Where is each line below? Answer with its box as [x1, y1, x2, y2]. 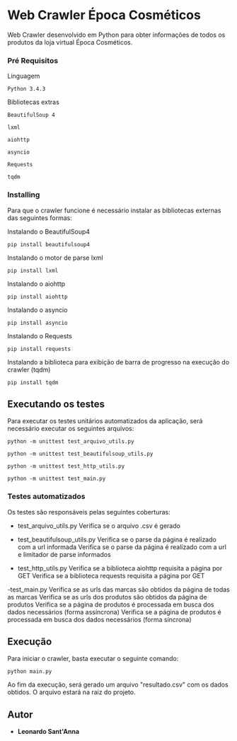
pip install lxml [7, 267, 59, 274]
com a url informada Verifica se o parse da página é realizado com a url [17, 542, 226, 551]
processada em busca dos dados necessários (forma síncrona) [7, 615, 192, 624]
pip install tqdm [7, 379, 59, 386]
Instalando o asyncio [7, 305, 68, 314]
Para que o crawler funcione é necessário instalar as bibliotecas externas [7, 206, 221, 214]
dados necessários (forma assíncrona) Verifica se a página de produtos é [7, 607, 221, 616]
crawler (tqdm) [7, 365, 51, 374]
